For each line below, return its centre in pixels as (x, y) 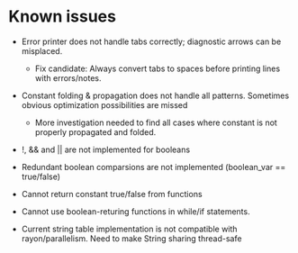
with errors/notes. (68, 77)
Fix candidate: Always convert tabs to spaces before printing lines (158, 68)
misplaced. (42, 50)
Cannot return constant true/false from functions (112, 194)
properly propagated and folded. (95, 131)
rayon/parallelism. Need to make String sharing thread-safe (131, 238)
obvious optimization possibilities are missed (104, 104)
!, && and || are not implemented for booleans (106, 149)
